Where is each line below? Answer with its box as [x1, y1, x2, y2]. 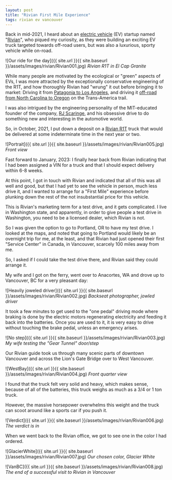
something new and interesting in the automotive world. [5, 116, 123, 122]
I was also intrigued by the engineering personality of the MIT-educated [5, 105, 158, 111]
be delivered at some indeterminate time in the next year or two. [5, 131, 141, 137]
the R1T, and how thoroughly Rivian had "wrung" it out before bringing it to [5, 84, 163, 90]
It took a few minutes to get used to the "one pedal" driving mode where [5, 308, 158, 314]
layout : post [5, 7, 33, 13]
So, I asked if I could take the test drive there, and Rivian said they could [5, 257, 158, 263]
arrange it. [5, 262, 27, 268]
